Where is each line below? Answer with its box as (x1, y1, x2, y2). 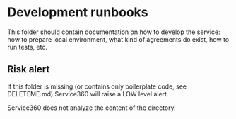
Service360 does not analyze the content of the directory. (7, 103, 177, 112)
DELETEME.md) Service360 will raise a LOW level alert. (7, 89, 169, 98)
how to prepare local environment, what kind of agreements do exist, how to (7, 35, 230, 43)
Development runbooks (7, 4, 148, 21)
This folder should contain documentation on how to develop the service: (7, 28, 220, 36)
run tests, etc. (7, 42, 48, 51)
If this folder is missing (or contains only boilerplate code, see (7, 82, 187, 91)
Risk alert (7, 63, 50, 75)
